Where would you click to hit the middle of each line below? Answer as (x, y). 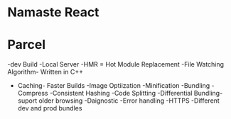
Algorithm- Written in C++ (45, 72)
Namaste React (53, 12)
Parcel (27, 45)
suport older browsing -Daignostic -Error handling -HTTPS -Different (119, 101)
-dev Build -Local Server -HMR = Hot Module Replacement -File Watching (116, 64)
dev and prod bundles (50, 108)
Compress (33, 93)
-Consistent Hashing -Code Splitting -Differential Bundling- (136, 93)
